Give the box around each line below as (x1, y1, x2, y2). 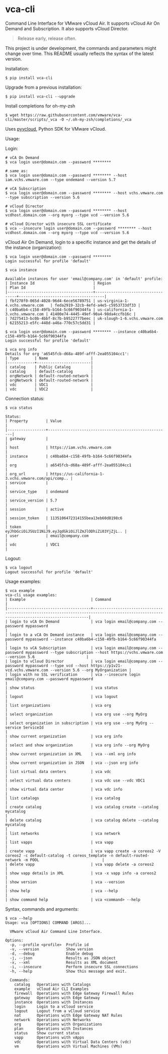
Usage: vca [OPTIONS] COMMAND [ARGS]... (5, 920, 92, 925)
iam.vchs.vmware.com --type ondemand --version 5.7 (5, 177, 116, 182)
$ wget (5, 113, 19, 118)
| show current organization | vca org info (5, 734, 123, 739)
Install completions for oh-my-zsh (5, 102, 75, 109)
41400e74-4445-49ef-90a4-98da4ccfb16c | (50, 311, 136, 316)
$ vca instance (5, 267, 37, 272)
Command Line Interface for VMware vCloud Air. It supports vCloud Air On (5, 20, 160, 26)
